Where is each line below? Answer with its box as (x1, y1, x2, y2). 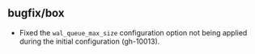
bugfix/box (7, 6, 66, 20)
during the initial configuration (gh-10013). (19, 36, 160, 46)
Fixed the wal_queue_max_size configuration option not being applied (19, 27, 248, 37)
